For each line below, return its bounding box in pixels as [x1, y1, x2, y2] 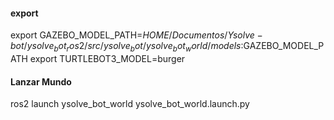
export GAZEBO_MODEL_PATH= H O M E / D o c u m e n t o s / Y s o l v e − [10, 29, 263, 41]
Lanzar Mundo [10, 75, 72, 88]
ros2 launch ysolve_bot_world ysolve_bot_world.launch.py [10, 98, 250, 110]
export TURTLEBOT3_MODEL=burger [29, 53, 186, 64]
